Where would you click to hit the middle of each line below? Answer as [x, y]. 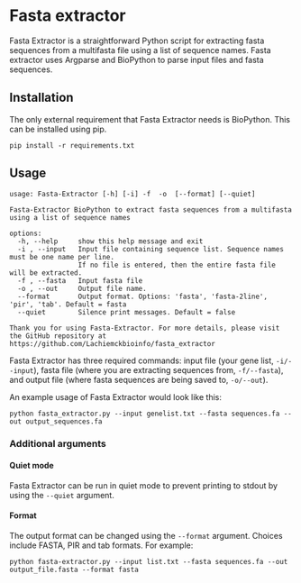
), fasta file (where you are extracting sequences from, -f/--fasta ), [158, 369]
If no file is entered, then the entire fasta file [177, 265]
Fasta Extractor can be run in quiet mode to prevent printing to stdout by [143, 485]
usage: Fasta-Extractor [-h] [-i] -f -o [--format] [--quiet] [132, 194]
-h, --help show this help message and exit [110, 241]
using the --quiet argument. [62, 495]
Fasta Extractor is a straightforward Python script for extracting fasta [137, 41]
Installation [41, 98]
